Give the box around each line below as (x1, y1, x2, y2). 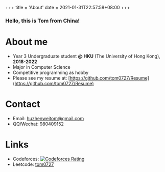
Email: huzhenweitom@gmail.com (12, 115, 84, 121)
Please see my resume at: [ (12, 74, 70, 81)
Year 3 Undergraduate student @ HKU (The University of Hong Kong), (12, 53, 161, 59)
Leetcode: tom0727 (12, 161, 54, 167)
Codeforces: (12, 156, 39, 162)
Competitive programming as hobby (12, 69, 89, 75)
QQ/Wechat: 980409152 (12, 121, 64, 127)
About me (5, 36, 48, 48)
